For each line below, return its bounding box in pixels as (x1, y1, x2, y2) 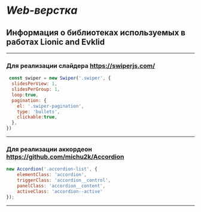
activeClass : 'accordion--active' (17, 188, 103, 195)
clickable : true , (17, 114, 58, 120)
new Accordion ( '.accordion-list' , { (6, 166, 98, 172)
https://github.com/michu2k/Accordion (6, 152, 124, 160)
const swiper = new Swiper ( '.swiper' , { (8, 75, 111, 81)
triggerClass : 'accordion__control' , (17, 177, 111, 183)
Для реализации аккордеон (6, 145, 93, 153)
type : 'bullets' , (17, 108, 60, 114)
